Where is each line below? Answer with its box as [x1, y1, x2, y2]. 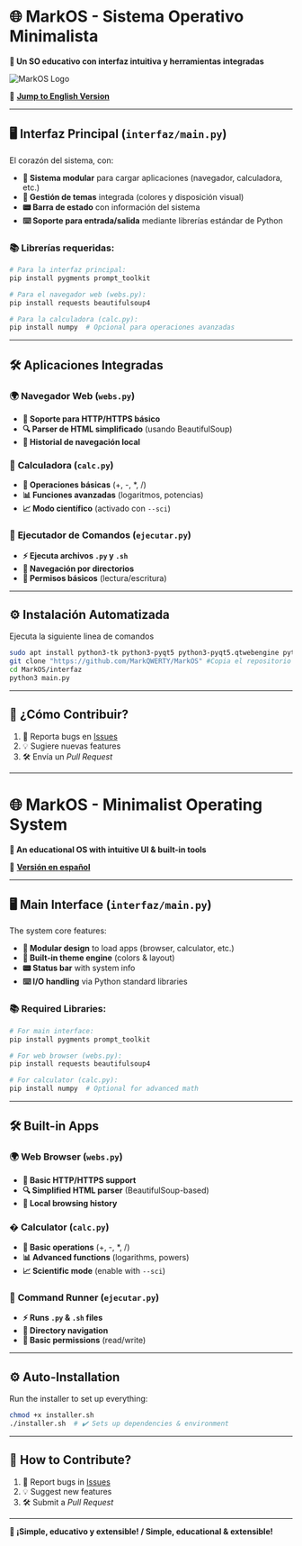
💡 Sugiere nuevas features [22, 741, 121, 751]
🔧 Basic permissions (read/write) [22, 1335, 147, 1346]
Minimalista [9, 26, 99, 47]
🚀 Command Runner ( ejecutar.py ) [9, 1291, 160, 1304]
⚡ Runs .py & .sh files [22, 1313, 103, 1323]
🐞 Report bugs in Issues [22, 1476, 111, 1487]
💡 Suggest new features [22, 1486, 112, 1496]
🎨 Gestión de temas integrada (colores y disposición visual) [22, 191, 244, 202]
